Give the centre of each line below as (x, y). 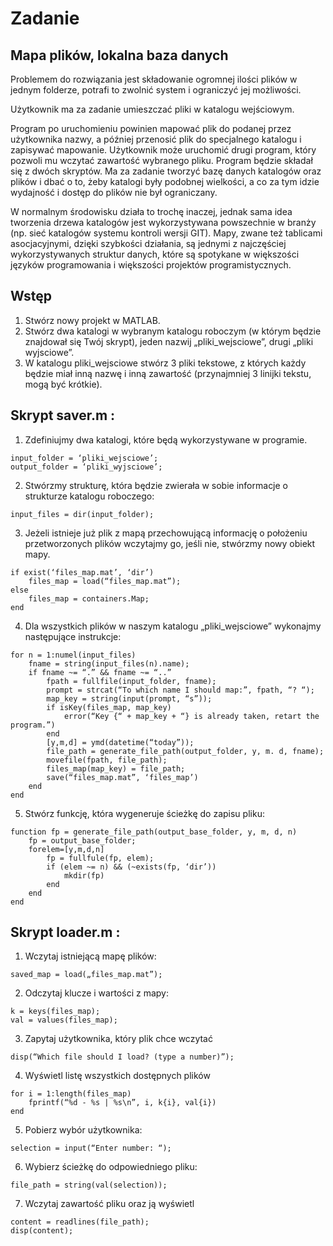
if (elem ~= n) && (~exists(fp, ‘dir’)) (131, 867)
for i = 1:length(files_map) (71, 1094)
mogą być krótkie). (63, 384)
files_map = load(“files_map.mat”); (105, 581)
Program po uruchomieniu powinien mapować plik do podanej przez (151, 128)
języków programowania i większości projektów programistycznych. (151, 265)
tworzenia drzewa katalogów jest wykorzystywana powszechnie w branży (163, 222)
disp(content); (42, 1231)
